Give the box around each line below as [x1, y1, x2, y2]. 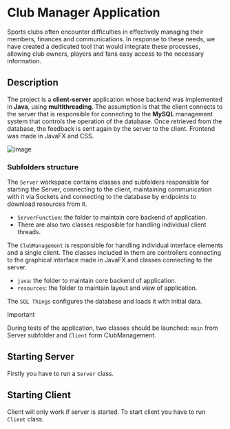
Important [7, 311, 35, 319]
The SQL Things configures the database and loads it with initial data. [7, 297, 202, 306]
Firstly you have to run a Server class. [7, 369, 114, 377]
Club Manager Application [7, 5, 160, 21]
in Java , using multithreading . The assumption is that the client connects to [7, 102, 223, 111]
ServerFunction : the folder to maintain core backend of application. [17, 213, 208, 222]
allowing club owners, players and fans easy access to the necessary [7, 50, 205, 58]
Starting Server [7, 351, 74, 363]
